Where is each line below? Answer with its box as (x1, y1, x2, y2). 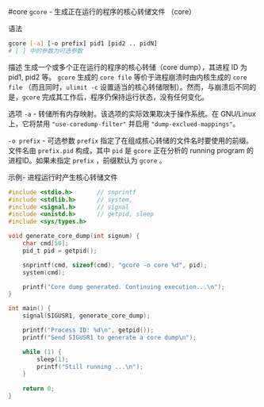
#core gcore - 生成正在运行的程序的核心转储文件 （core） (8, 7, 197, 16)
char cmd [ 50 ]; (22, 240, 69, 248)
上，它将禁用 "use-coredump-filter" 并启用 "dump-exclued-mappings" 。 (8, 118, 240, 129)
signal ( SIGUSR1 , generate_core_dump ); (22, 312, 151, 320)
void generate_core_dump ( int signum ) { (8, 232, 140, 240)
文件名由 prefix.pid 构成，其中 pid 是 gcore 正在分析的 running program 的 (8, 145, 254, 155)
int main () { (8, 305, 52, 313)
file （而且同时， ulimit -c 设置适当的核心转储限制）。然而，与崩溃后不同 (8, 82, 250, 91)
